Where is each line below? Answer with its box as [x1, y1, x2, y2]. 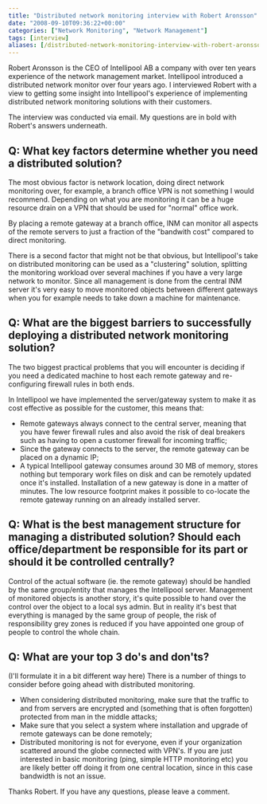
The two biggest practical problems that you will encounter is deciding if [8, 362, 246, 371]
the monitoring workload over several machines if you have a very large [8, 268, 243, 277]
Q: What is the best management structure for [8, 518, 241, 531]
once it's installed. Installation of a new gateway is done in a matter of [19, 477, 249, 487]
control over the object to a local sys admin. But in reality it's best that [8, 602, 237, 611]
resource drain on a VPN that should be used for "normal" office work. [8, 202, 239, 212]
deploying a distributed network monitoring [8, 328, 229, 343]
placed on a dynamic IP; [19, 452, 99, 462]
